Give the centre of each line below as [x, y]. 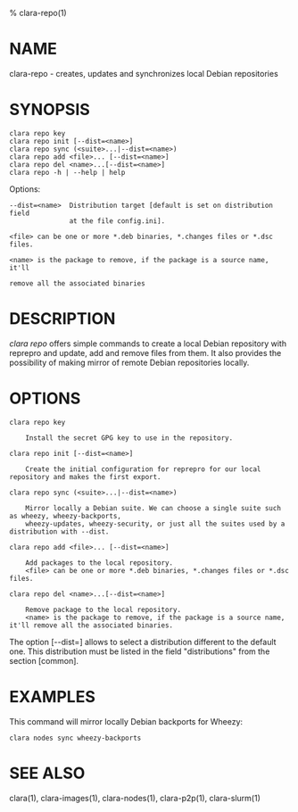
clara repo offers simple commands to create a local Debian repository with [148, 344]
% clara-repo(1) [38, 13]
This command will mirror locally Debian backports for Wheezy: [126, 721]
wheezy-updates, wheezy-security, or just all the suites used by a [155, 524]
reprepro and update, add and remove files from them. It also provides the [145, 352]
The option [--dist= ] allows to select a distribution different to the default [143, 642]
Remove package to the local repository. [103, 609]
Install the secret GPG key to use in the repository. [129, 438]
